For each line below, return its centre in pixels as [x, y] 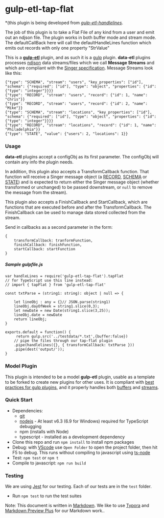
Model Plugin [21, 366]
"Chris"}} [15, 99]
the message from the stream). [36, 192]
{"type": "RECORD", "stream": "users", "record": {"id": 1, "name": [76, 95]
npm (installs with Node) [44, 431]
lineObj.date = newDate [38, 315]
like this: [13, 73]
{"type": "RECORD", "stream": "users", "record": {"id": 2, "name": [76, 104]
